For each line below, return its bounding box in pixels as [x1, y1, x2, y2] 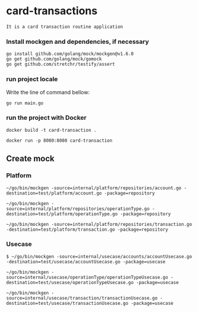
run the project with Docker [6, 114, 87, 122]
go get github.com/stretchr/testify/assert [6, 61, 116, 68]
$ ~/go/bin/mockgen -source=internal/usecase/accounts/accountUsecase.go [6, 253, 193, 259]
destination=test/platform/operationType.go [6, 211, 118, 217]
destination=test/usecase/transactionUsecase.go [6, 300, 129, 306]
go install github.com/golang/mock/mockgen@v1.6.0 [6, 51, 134, 57]
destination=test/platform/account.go [6, 190, 102, 196]
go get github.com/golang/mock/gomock [6, 56, 102, 62]
